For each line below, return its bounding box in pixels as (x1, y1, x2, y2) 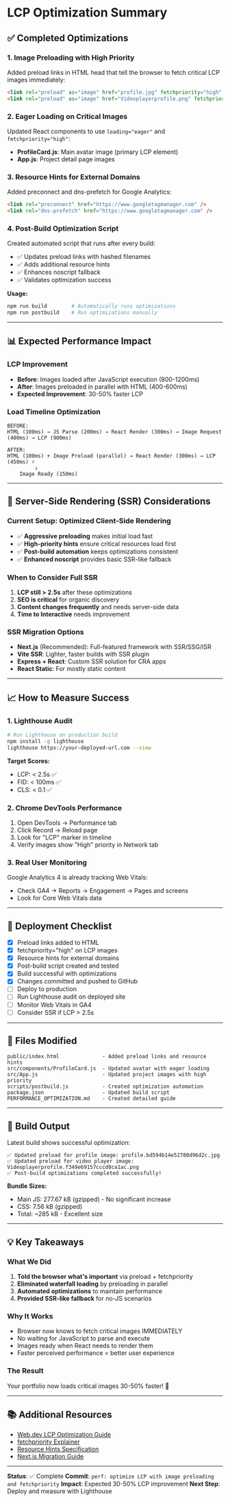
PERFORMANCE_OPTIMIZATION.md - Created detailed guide (7, 1095, 176, 1102)
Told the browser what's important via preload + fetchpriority (16, 1272, 193, 1280)
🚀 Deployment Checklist (7, 920, 112, 932)
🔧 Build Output (7, 1120, 71, 1132)
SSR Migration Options (7, 627, 84, 637)
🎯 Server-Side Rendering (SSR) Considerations (7, 496, 211, 508)
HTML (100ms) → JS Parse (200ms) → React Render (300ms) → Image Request (7, 429, 222, 435)
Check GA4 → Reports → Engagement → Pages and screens (16, 887, 188, 895)
